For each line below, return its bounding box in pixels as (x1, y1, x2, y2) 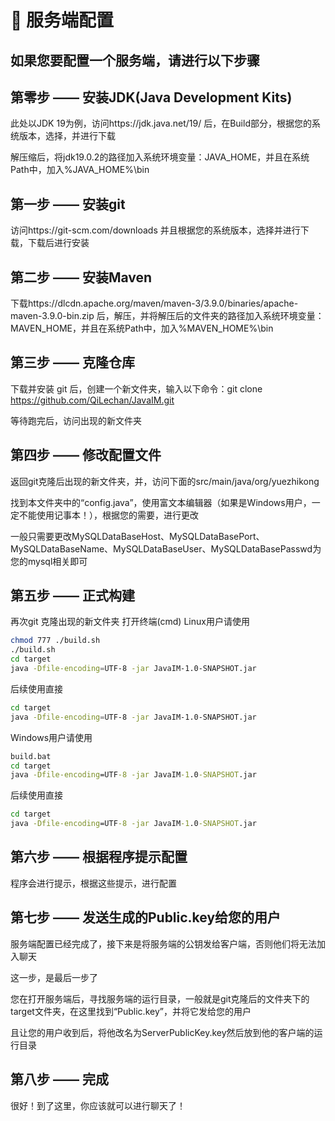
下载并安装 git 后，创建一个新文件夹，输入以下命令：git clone (10, 382, 263, 395)
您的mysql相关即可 (10, 555, 88, 567)
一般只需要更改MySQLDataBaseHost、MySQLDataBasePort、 (10, 530, 265, 542)
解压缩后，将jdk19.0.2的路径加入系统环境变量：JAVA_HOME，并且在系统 (10, 151, 310, 163)
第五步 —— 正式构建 (10, 587, 135, 605)
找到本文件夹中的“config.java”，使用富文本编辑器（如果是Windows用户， (10, 496, 312, 508)
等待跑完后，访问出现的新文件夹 (10, 414, 142, 426)
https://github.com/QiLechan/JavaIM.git (10, 394, 175, 406)
